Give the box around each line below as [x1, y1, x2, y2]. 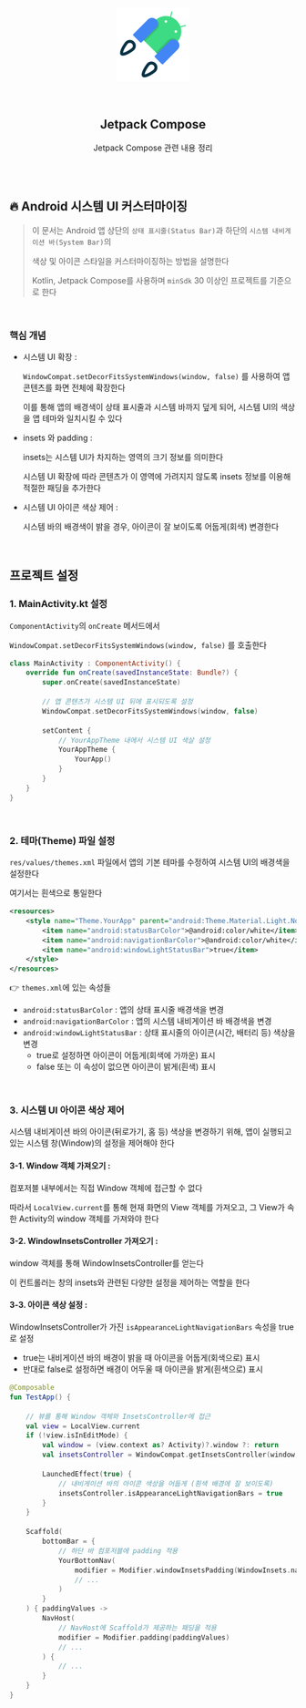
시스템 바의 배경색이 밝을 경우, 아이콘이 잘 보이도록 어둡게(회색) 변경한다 [22, 520, 280, 531]
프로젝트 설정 [9, 568, 79, 583]
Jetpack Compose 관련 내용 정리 [93, 142, 213, 153]
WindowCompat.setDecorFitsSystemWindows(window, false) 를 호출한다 [9, 639, 267, 650]
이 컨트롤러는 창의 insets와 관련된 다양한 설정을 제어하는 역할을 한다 [9, 1277, 250, 1288]
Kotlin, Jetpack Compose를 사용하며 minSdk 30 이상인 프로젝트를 [31, 274, 268, 285]
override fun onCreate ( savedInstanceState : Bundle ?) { [25, 668, 239, 677]
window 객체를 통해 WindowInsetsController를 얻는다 [9, 1257, 205, 1269]
